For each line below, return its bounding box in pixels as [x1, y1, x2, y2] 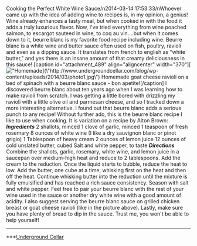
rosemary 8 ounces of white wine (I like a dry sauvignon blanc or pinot [6, 129, 176, 136]
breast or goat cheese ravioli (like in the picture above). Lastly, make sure [6, 204, 184, 211]
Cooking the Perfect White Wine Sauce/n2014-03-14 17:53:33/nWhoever [6, 5, 182, 12]
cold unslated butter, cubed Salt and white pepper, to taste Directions [6, 142, 175, 149]
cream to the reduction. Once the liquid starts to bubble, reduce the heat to [6, 160, 188, 168]
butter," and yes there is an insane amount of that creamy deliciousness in [6, 55, 185, 61]
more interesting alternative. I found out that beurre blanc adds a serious [6, 105, 182, 111]
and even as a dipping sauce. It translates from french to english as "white [6, 49, 186, 55]
